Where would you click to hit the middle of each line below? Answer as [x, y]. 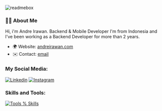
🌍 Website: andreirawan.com [43, 47]
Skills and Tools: [25, 93]
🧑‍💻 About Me [21, 20]
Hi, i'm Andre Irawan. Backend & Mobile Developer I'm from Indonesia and [81, 31]
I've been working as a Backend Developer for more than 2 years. [73, 37]
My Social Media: [27, 69]
